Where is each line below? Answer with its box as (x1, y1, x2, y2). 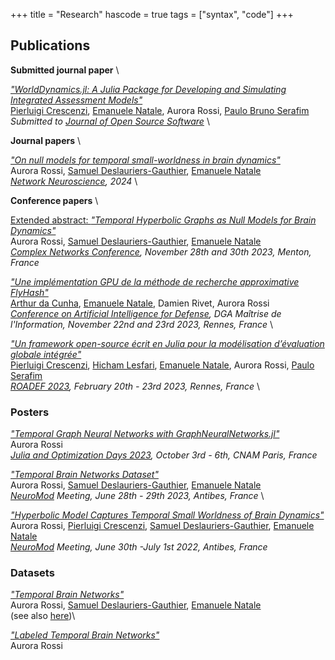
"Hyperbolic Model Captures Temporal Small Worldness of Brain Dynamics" (10, 509, 325, 521)
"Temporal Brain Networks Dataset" (10, 469, 159, 481)
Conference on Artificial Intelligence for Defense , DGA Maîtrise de (10, 307, 282, 319)
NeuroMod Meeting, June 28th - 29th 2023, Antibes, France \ (10, 490, 265, 502)
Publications (10, 37, 91, 54)
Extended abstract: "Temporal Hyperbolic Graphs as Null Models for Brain (10, 214, 317, 226)
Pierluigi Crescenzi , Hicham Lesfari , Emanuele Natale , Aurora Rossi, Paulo (10, 359, 315, 371)
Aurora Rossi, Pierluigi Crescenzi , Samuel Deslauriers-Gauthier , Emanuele (10, 520, 315, 532)
